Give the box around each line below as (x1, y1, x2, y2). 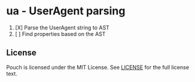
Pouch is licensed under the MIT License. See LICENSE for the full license (6, 63, 190, 71)
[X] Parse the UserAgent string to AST (14, 24, 110, 31)
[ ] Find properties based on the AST (14, 30, 106, 37)
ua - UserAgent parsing (6, 4, 126, 18)
